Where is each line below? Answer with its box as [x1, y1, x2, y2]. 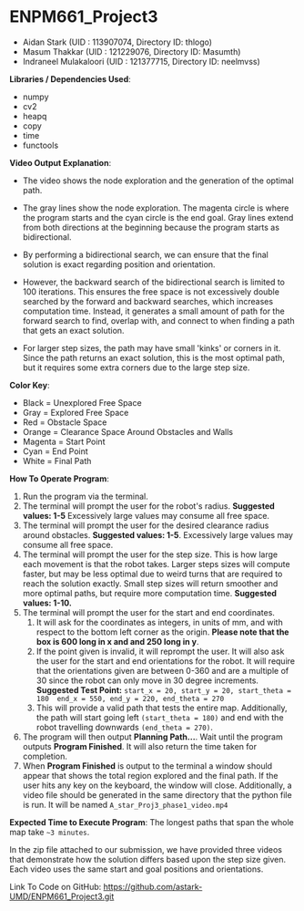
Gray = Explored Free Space [22, 407, 129, 418]
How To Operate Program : [9, 472, 109, 484]
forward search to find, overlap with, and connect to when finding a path [22, 315, 295, 326]
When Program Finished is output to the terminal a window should [22, 760, 273, 771]
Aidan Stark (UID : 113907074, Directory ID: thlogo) [22, 36, 212, 47]
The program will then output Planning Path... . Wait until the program [22, 731, 284, 742]
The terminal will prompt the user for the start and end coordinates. [22, 606, 276, 617]
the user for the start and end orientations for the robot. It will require [35, 655, 296, 667]
